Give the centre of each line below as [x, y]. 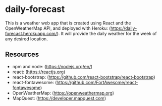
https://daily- [124, 28]
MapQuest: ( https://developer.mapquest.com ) [59, 98]
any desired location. [27, 39]
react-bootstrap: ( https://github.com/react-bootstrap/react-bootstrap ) [84, 77]
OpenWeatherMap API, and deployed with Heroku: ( [58, 28]
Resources [22, 54]
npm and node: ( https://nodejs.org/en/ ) [52, 66]
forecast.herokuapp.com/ [31, 33]
